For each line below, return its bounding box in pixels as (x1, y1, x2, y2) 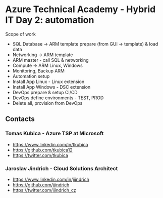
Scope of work (5, 31, 36, 37)
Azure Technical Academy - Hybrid (5, 4, 156, 15)
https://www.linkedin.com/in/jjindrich (12, 176, 90, 182)
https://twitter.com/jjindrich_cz (12, 187, 77, 193)
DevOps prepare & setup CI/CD (12, 89, 78, 95)
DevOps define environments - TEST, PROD (12, 95, 104, 101)
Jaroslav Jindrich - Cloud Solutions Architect (5, 165, 118, 172)
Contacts (5, 115, 35, 124)
